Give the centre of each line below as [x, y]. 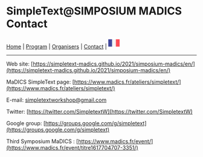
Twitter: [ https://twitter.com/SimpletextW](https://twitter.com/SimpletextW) [100, 111]
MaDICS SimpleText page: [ [40, 82]
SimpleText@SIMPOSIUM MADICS [94, 11]
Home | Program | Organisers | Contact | [56, 46]
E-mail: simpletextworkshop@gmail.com [56, 100]
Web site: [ [20, 64]
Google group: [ [26, 123]
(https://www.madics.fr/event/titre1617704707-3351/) [72, 147]
